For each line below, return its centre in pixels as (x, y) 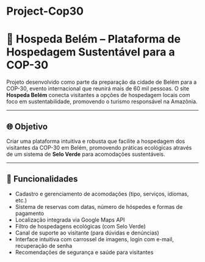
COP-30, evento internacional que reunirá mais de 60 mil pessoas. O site (98, 89)
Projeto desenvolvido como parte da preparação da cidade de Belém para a (102, 82)
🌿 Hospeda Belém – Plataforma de (94, 39)
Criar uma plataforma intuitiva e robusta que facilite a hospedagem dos (96, 141)
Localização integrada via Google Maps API (70, 220)
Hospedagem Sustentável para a (91, 52)
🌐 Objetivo (27, 126)
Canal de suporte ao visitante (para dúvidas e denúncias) (87, 233)
